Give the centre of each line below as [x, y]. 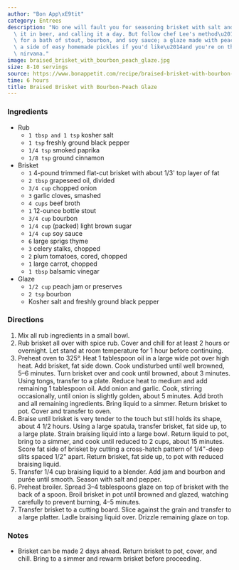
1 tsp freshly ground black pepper [79, 142]
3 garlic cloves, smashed [64, 195]
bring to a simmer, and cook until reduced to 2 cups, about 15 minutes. [121, 441]
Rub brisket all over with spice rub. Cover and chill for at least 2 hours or [123, 343]
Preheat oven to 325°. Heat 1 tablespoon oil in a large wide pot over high [123, 358]
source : [19, 73]
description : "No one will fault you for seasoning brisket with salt [114, 27]
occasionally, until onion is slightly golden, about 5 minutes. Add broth [120, 395]
